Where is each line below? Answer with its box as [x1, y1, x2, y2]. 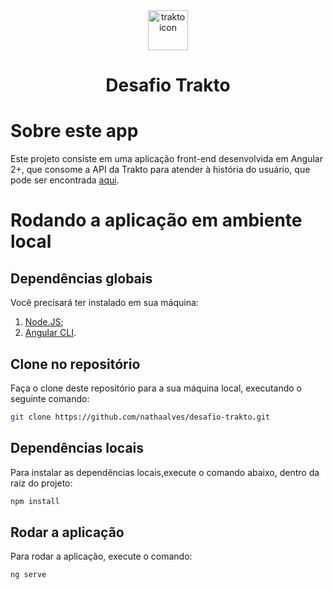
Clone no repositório [10, 355, 141, 373]
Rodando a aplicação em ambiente [10, 209, 303, 232]
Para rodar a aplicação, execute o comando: [10, 550, 193, 563]
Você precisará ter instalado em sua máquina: [10, 297, 199, 309]
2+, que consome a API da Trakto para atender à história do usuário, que [10, 164, 311, 176]
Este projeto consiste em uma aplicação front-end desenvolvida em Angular [10, 153, 323, 165]
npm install [10, 496, 60, 506]
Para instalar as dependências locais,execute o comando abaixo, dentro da [10, 466, 320, 478]
